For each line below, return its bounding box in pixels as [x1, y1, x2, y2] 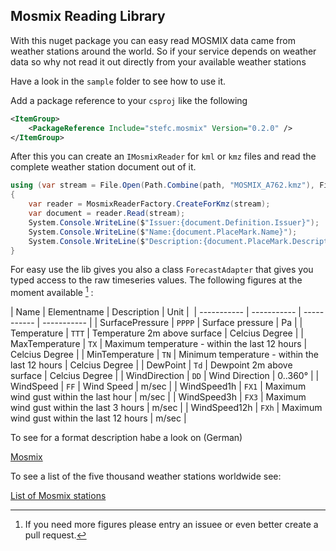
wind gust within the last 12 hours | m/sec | [10, 412, 187, 424]
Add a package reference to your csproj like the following [10, 94, 248, 106]
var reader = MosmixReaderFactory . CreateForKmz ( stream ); [28, 199, 271, 209]
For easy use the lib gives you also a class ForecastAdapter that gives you [10, 264, 314, 276]
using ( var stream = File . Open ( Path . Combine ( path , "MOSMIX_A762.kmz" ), [10, 180, 315, 191]
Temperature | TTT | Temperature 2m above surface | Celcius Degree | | [10, 327, 304, 339]
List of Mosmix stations [10, 490, 107, 502]
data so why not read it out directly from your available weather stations [10, 55, 307, 68]
